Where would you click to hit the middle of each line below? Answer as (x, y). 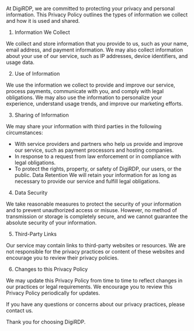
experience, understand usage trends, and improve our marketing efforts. (94, 104)
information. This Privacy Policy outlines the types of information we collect (97, 15)
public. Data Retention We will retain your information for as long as (96, 175)
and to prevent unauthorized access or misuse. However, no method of (91, 210)
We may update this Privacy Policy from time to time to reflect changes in (94, 280)
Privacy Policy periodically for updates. (53, 293)
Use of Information (37, 74)
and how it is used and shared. (43, 21)
